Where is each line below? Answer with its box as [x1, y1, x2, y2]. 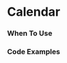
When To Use [7, 29, 53, 38]
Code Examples [7, 47, 60, 57]
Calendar [7, 4, 60, 20]
